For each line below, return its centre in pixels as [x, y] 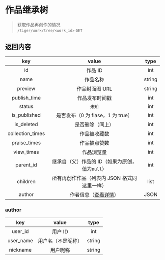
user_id [20, 231]
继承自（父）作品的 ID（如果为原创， [94, 162]
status [26, 106]
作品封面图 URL [95, 89]
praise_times [26, 142]
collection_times [26, 133]
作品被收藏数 [94, 133]
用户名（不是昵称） [60, 241]
